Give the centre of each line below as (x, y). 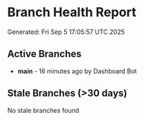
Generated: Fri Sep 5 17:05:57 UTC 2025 (66, 32)
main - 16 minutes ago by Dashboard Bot (77, 71)
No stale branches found (43, 110)
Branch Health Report (72, 12)
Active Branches (44, 54)
